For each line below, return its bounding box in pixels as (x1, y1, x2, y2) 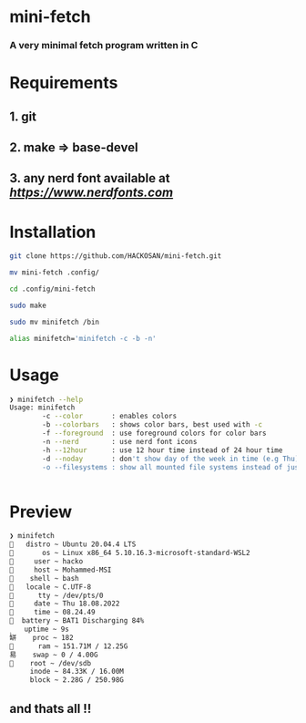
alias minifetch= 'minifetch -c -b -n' (9, 334, 157, 343)
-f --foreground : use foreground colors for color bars (42, 429, 267, 439)
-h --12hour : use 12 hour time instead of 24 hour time (42, 445, 283, 455)
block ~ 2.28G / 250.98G (29, 676, 125, 685)
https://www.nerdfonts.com (9, 185, 174, 201)
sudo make (9, 301, 47, 311)
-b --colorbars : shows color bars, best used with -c (42, 420, 262, 429)
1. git (9, 108, 37, 124)
